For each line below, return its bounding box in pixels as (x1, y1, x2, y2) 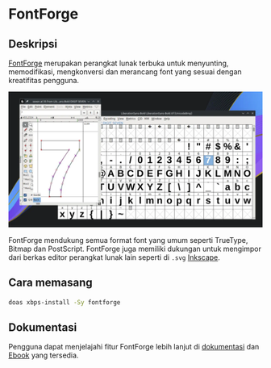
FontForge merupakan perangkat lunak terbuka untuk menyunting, (8, 58, 229, 68)
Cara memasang (8, 276, 93, 290)
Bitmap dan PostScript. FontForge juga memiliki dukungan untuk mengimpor (8, 244, 262, 253)
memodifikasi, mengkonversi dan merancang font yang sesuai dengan (8, 67, 242, 77)
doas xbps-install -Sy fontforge (8, 298, 121, 307)
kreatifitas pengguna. (8, 76, 79, 85)
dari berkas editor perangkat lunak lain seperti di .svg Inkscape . (8, 252, 220, 262)
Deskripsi (8, 37, 58, 51)
